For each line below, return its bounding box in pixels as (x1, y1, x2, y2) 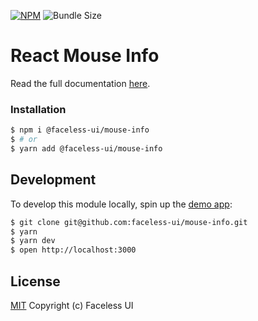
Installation (10, 102, 67, 116)
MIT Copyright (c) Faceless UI (10, 299, 134, 311)
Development (10, 171, 97, 189)
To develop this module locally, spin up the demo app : (10, 198, 233, 210)
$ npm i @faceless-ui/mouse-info (10, 125, 150, 135)
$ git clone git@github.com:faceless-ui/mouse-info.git (10, 217, 248, 227)
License (10, 273, 61, 290)
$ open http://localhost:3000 (10, 245, 137, 255)
